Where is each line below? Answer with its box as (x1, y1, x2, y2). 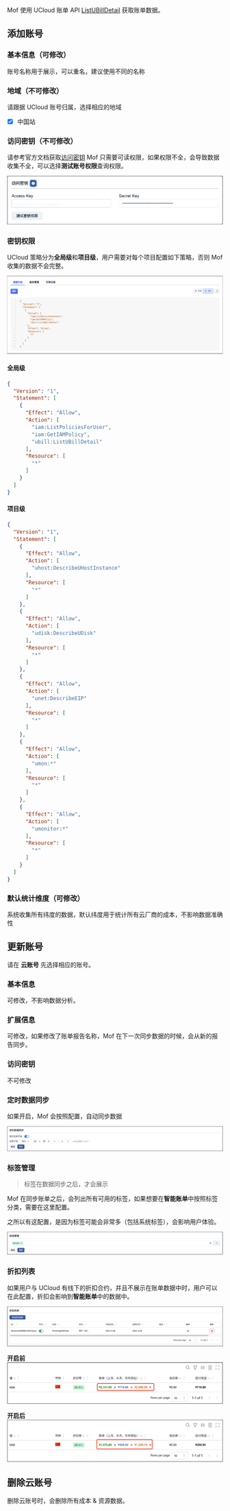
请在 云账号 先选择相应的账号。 (7, 960, 94, 969)
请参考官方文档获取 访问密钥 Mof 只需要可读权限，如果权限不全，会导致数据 (7, 153, 220, 161)
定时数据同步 (7, 1095, 50, 1105)
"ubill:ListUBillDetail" (31, 438, 103, 445)
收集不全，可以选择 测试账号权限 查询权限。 (7, 162, 127, 170)
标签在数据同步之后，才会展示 (23, 1180, 108, 1188)
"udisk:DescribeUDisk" (31, 630, 97, 637)
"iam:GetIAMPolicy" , (31, 431, 90, 438)
